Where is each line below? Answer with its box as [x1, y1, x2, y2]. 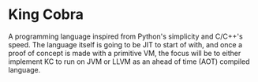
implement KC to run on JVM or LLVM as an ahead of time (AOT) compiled [8, 57, 250, 66]
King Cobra [8, 6, 84, 24]
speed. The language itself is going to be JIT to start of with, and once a [8, 39, 243, 49]
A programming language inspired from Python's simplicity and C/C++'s [8, 32, 243, 41]
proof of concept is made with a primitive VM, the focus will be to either [8, 48, 241, 58]
